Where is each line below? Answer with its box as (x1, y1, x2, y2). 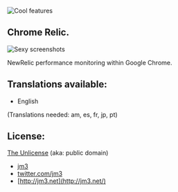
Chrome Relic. (7, 26, 69, 38)
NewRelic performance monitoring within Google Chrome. (7, 58, 172, 67)
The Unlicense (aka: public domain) (7, 149, 109, 157)
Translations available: (7, 78, 107, 90)
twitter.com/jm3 (17, 170, 63, 178)
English (17, 97, 39, 105)
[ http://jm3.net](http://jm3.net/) (17, 177, 106, 185)
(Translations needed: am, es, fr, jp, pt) (7, 110, 118, 119)
